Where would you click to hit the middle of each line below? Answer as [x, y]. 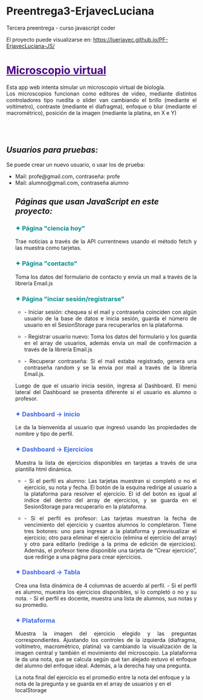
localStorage [31, 690]
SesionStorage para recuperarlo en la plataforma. [85, 507]
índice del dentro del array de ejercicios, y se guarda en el [110, 500]
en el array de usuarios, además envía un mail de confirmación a [110, 343]
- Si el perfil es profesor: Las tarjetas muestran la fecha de [110, 518]
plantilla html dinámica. [43, 469]
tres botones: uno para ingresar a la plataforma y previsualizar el [110, 531]
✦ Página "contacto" [46, 264]
